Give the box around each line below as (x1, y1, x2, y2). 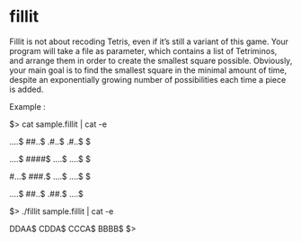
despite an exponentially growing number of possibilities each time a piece (9, 74, 287, 85)
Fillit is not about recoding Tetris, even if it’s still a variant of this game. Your (9, 36, 289, 47)
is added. (9, 84, 44, 94)
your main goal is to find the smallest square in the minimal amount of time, (9, 65, 288, 76)
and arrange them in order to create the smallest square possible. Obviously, (9, 55, 293, 66)
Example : (9, 101, 47, 112)
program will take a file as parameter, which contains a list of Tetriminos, (9, 45, 278, 56)
